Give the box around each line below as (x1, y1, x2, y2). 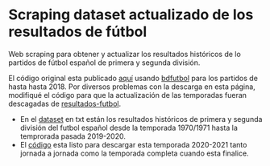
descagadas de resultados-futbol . (8, 99, 122, 108)
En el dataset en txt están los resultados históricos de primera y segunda (19, 114, 263, 123)
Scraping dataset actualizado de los (8, 6, 254, 24)
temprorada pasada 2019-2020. (19, 131, 127, 141)
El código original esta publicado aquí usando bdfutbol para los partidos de (8, 73, 258, 83)
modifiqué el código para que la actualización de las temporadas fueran (8, 90, 247, 99)
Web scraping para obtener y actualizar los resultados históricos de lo (8, 49, 242, 59)
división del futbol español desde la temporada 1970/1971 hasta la (19, 123, 238, 132)
